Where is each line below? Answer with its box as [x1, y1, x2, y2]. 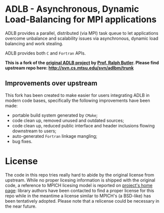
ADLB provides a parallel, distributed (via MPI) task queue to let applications [5, 30, 159, 36]
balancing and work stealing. [5, 40, 64, 46]
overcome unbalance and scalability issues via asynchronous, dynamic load [5, 35, 159, 41]
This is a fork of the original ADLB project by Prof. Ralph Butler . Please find [5, 60, 159, 65]
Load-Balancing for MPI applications [5, 14, 157, 25]
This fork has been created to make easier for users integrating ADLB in [5, 92, 150, 98]
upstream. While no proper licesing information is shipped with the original [5, 177, 156, 183]
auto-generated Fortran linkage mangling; [12, 133, 97, 139]
